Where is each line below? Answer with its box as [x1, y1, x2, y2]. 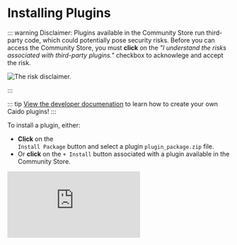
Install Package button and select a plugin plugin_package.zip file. [17, 142, 214, 150]
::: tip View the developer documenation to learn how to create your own [7, 99, 218, 108]
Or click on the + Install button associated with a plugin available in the [17, 149, 230, 158]
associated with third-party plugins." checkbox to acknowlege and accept [7, 51, 224, 59]
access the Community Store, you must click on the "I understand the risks [7, 43, 226, 52]
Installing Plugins [7, 5, 111, 21]
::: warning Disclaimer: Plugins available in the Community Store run [7, 28, 205, 37]
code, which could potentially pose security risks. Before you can [24, 35, 216, 44]
